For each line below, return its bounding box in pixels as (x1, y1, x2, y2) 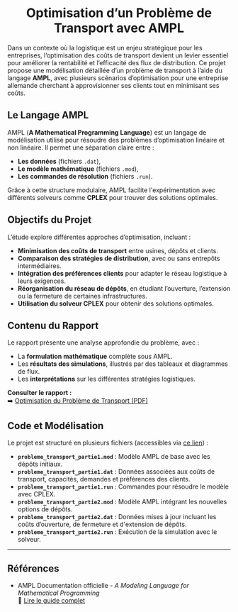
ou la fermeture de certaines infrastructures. (17, 291, 147, 300)
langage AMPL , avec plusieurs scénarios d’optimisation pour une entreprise (7, 73, 229, 82)
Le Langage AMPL (7, 109, 89, 121)
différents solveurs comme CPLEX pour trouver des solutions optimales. (7, 193, 218, 201)
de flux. (17, 367, 40, 376)
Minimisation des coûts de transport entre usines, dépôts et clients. (17, 246, 218, 255)
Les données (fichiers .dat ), (17, 157, 101, 165)
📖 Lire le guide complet (17, 596, 86, 604)
